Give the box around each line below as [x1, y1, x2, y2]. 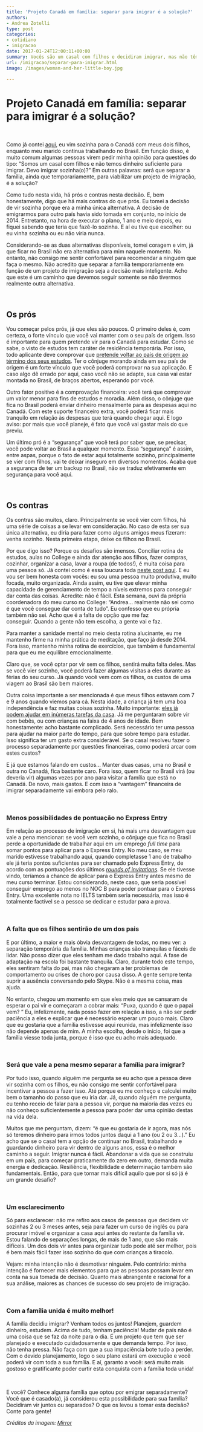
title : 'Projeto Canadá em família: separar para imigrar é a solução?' [6, 8, 193, 15]
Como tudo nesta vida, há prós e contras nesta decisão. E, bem [6, 191, 164, 198]
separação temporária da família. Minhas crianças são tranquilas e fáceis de [6, 945, 196, 952]
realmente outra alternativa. [6, 280, 76, 287]
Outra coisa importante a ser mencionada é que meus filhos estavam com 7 [6, 691, 195, 698]
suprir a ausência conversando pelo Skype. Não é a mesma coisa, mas [6, 977, 182, 984]
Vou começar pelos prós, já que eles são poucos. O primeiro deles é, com [6, 325, 190, 333]
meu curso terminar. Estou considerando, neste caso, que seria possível [6, 879, 186, 886]
